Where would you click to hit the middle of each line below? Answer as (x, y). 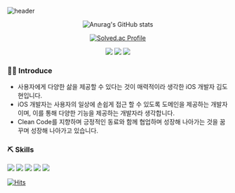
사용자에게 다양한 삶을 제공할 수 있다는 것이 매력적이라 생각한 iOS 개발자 (116, 87)
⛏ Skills (21, 149)
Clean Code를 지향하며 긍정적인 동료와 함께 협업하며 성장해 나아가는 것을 (118, 122)
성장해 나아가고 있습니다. (65, 131)
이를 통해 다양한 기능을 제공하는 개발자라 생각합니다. (104, 113)
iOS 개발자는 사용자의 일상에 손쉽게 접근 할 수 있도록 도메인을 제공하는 (113, 105)
